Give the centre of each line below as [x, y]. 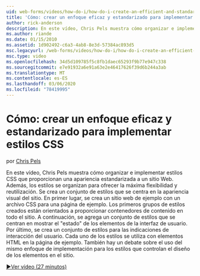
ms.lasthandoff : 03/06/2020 [41, 84]
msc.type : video [26, 56]
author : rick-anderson [34, 23]
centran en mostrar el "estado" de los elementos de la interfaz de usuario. [97, 223]
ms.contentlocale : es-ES [37, 78]
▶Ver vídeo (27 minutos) [37, 266]
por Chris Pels [24, 161]
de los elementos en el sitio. [40, 255]
